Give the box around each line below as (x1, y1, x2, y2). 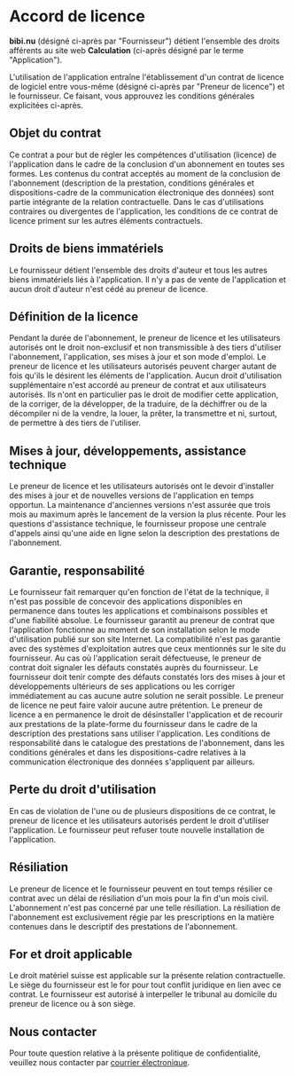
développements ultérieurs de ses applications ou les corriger (9, 681, 236, 692)
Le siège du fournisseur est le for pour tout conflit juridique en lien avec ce (9, 979, 282, 991)
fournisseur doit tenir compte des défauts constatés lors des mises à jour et (9, 672, 286, 682)
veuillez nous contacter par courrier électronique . (9, 1057, 190, 1068)
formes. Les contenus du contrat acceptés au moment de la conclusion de (9, 168, 281, 178)
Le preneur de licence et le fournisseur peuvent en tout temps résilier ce (9, 883, 273, 894)
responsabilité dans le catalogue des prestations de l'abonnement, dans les (9, 738, 285, 748)
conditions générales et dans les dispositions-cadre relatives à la (9, 748, 246, 757)
